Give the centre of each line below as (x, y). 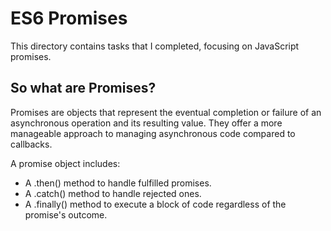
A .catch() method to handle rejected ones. (113, 193)
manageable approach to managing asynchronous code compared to (153, 133)
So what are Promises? (83, 88)
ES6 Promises (69, 18)
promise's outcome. (66, 214)
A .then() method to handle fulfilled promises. (118, 183)
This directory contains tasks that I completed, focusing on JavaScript (155, 46)
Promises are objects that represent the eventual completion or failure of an (166, 112)
